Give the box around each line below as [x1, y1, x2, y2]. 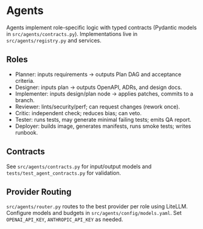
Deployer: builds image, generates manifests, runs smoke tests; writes [15, 122, 191, 130]
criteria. [15, 77, 35, 84]
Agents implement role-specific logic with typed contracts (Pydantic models [6, 24, 197, 31]
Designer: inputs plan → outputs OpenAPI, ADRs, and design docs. [15, 83, 182, 91]
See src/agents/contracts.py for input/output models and [6, 163, 152, 170]
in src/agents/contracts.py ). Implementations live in [6, 30, 138, 37]
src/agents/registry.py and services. [6, 37, 101, 44]
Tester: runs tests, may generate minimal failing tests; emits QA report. [15, 116, 191, 123]
